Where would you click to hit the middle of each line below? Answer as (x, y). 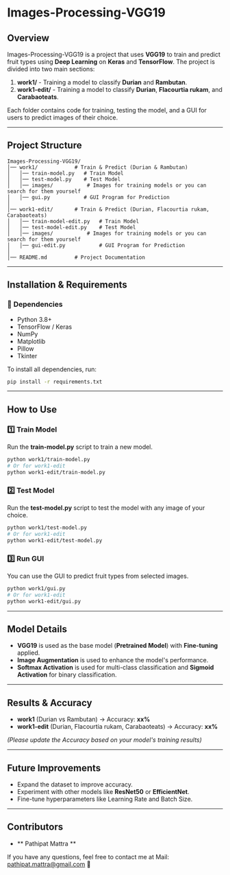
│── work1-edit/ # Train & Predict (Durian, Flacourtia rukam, (108, 209)
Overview (28, 38)
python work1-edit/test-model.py (55, 540)
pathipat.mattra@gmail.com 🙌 (49, 864)
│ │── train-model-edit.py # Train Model (73, 221)
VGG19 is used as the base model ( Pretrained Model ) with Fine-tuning (117, 646)
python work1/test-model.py (47, 527)
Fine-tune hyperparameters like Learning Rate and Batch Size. (105, 799)
